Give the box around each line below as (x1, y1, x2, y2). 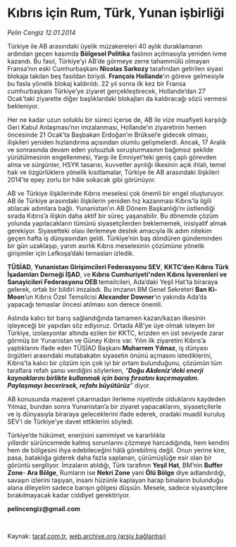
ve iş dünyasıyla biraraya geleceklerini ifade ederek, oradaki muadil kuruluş (7, 410, 225, 418)
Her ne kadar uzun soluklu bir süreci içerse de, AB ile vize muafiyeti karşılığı (7, 115, 228, 124)
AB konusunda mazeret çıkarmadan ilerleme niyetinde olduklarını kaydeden (7, 395, 226, 403)
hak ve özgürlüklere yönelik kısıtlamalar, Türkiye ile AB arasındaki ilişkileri (7, 168, 220, 176)
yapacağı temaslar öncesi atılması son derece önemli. (7, 300, 163, 308)
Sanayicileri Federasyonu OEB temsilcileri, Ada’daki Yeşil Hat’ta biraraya (7, 277, 218, 286)
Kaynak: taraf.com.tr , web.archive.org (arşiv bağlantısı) (7, 531, 167, 540)
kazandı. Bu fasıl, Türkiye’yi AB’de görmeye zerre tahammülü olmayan (7, 56, 210, 65)
